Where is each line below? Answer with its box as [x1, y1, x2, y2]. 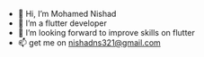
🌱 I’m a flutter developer [17, 18, 108, 28]
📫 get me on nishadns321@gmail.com [17, 37, 162, 48]
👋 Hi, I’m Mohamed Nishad [17, 9, 117, 19]
